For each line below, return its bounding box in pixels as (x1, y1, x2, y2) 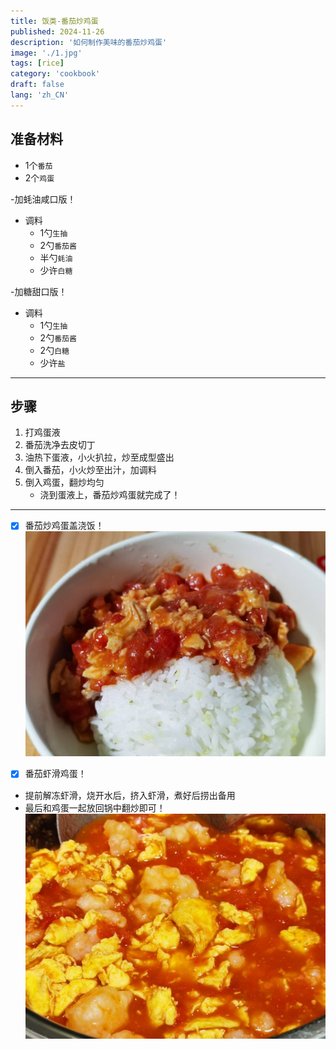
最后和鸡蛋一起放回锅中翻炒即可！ (24, 801, 166, 814)
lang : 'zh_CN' (10, 90, 70, 100)
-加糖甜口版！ (10, 285, 68, 297)
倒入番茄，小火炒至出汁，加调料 (24, 464, 157, 476)
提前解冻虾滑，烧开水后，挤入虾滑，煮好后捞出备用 (24, 789, 236, 801)
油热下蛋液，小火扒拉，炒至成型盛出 (24, 451, 175, 464)
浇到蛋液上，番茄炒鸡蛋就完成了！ (39, 489, 181, 501)
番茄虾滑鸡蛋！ (24, 768, 87, 780)
